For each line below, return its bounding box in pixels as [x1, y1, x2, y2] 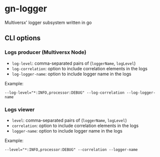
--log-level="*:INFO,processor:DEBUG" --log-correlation [4, 90, 125, 95]
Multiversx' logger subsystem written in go [4, 19, 92, 25]
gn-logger [4, 3, 48, 14]
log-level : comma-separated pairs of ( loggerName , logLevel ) [11, 60, 136, 66]
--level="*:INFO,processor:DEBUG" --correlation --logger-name [4, 147, 138, 152]
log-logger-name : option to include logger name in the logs [11, 71, 132, 77]
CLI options [4, 34, 41, 42]
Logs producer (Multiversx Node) [4, 49, 87, 56]
